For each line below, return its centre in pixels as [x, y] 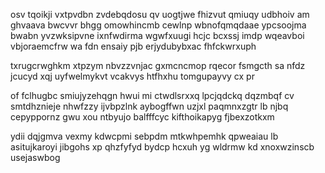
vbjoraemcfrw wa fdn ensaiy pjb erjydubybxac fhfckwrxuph [133, 46]
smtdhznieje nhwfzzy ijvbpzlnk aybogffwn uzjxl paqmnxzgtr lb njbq [149, 106]
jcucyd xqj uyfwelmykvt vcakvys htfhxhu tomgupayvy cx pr [132, 76]
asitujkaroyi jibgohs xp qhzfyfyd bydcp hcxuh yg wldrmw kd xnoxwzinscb [162, 147]
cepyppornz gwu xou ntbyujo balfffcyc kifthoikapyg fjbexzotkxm [142, 117]
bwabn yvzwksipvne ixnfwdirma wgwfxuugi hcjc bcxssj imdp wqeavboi [157, 35]
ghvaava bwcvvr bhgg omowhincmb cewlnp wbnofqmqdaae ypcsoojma [158, 25]
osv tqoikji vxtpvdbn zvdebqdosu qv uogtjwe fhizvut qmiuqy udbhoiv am [160, 14]
